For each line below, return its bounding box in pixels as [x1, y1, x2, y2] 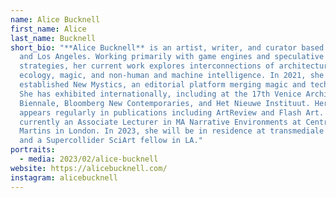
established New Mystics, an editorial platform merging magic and [19, 80, 307, 90]
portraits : [10, 145, 56, 155]
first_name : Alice [10, 24, 87, 34]
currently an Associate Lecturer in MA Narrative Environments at [19, 117, 302, 127]
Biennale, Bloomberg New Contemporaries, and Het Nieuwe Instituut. [19, 98, 311, 108]
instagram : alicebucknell [10, 172, 118, 183]
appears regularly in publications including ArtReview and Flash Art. [19, 107, 325, 118]
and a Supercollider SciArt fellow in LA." [19, 136, 203, 146]
